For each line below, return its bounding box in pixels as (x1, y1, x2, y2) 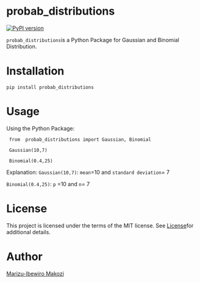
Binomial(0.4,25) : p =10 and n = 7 (6, 180, 90, 187)
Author (6, 249, 43, 263)
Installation (6, 64, 65, 78)
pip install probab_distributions (6, 84, 95, 90)
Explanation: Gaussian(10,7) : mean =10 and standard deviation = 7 (6, 168, 170, 176)
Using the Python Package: (6, 124, 75, 132)
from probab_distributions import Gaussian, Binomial (9, 136, 151, 143)
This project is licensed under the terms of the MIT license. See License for (6, 221, 194, 229)
